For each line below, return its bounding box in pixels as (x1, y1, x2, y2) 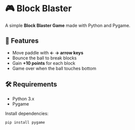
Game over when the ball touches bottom (12, 65, 97, 71)
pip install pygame (5, 120, 45, 125)
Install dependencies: (5, 110, 49, 116)
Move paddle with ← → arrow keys (12, 50, 84, 55)
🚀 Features (5, 37, 39, 45)
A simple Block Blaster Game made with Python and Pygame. (5, 22, 131, 28)
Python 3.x (12, 96, 34, 102)
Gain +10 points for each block (12, 60, 75, 66)
